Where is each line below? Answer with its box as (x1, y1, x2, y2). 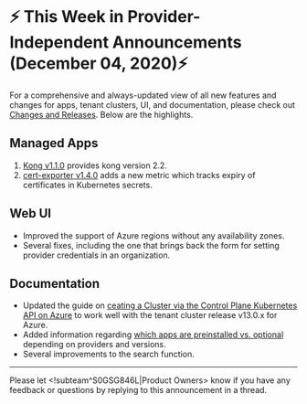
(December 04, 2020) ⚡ (9, 53, 189, 74)
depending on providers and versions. (22, 339, 166, 350)
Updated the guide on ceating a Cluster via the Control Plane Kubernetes (22, 300, 298, 311)
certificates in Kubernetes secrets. (22, 179, 153, 190)
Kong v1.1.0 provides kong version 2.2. (22, 160, 167, 171)
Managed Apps (9, 135, 99, 151)
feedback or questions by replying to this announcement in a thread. (9, 385, 268, 396)
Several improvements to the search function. (22, 348, 195, 360)
